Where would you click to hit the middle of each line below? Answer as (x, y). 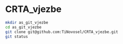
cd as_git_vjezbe (23, 27)
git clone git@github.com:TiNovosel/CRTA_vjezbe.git (62, 32)
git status (17, 36)
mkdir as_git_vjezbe (27, 22)
